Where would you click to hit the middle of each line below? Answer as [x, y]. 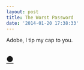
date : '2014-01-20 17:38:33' [43, 23]
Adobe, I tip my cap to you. [40, 40]
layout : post [22, 12]
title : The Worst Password [40, 17]
